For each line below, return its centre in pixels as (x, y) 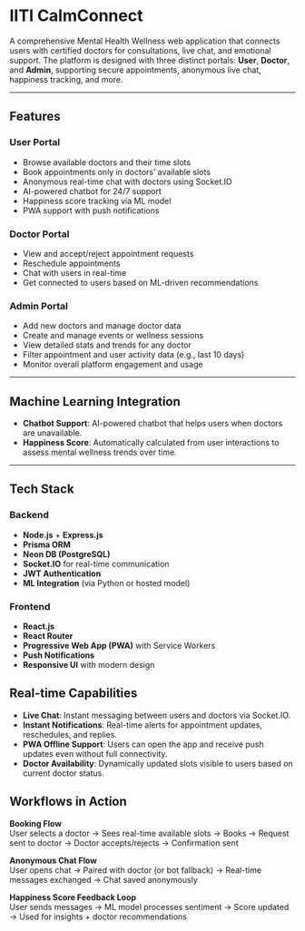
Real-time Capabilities (74, 694)
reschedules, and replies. (70, 734)
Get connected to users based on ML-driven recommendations (140, 282)
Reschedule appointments (71, 263)
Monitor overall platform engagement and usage (113, 365)
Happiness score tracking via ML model (97, 201)
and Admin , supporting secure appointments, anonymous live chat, (135, 70)
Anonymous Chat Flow (53, 860)
